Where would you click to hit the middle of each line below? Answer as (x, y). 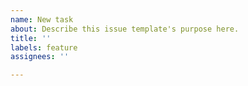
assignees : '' (40, 57)
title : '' (31, 38)
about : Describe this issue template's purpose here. (125, 29)
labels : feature (44, 47)
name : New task (42, 19)
